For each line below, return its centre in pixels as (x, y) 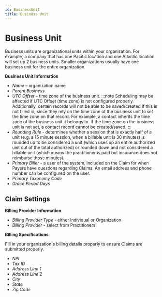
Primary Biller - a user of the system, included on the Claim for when (80, 163)
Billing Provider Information (33, 211)
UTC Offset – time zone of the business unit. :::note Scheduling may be (83, 96)
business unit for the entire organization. (45, 67)
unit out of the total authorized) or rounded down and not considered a (82, 148)
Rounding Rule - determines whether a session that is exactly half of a (82, 132)
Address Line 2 (27, 274)
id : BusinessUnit (22, 9)
